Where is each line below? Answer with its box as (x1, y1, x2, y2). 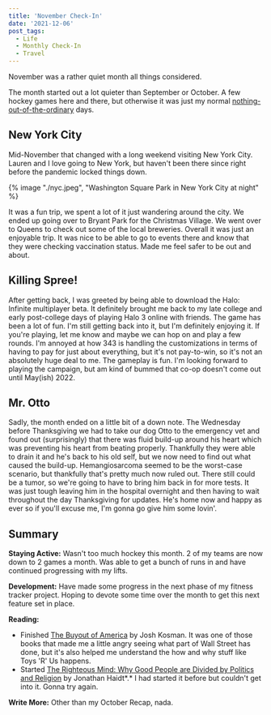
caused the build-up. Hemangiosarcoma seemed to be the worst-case (8, 460, 243, 470)
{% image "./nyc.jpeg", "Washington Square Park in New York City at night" (8, 182, 259, 192)
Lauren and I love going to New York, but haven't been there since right (8, 158, 247, 168)
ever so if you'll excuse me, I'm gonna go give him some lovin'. (8, 503, 217, 513)
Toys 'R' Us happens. (19, 656, 91, 666)
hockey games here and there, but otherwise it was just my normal (8, 96, 231, 105)
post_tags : (8, 27, 45, 35)
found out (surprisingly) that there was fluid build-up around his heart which (8, 435, 262, 444)
